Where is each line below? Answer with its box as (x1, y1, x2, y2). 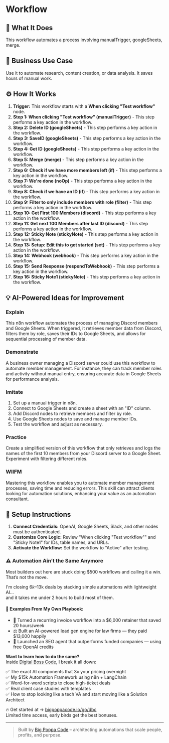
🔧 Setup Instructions (6, 510, 71, 519)
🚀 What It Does (6, 24, 53, 32)
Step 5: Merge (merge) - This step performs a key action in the (13, 157, 144, 163)
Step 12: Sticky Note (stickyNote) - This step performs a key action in (13, 231, 158, 237)
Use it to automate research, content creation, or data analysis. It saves (6, 70, 153, 76)
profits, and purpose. (18, 731, 62, 738)
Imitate (6, 388, 24, 395)
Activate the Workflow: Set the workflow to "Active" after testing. (13, 545, 149, 551)
